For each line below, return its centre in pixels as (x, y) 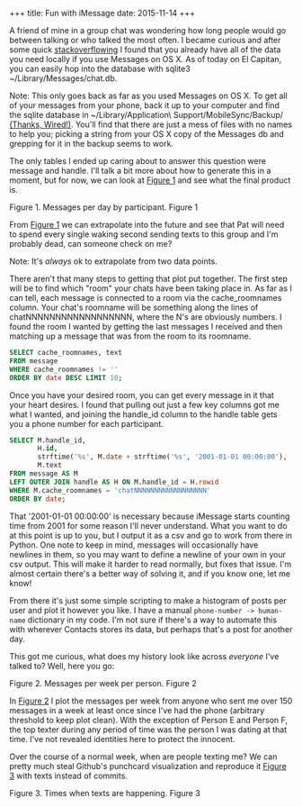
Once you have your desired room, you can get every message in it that (142, 394)
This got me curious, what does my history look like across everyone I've (144, 656)
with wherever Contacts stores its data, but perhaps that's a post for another (151, 629)
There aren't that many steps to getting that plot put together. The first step (148, 279)
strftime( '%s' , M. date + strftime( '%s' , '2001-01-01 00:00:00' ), (162, 457)
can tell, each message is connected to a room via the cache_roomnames (146, 298)
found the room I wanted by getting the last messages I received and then (146, 326)
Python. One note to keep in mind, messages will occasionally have (134, 545)
